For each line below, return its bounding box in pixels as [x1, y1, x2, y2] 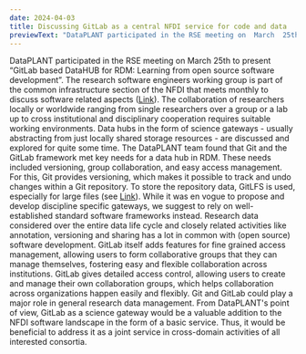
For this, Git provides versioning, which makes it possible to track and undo [9, 172, 291, 182]
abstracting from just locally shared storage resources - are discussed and [9, 133, 290, 144]
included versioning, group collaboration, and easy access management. [9, 161, 282, 173]
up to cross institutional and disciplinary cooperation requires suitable [9, 113, 271, 124]
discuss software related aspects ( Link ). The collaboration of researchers [9, 94, 285, 105]
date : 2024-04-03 [9, 13, 76, 23]
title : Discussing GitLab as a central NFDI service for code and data [9, 22, 287, 31]
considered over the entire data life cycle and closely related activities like [9, 220, 287, 231]
